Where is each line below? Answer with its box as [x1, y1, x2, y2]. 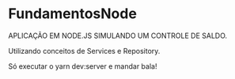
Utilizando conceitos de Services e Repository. [8, 46, 161, 55]
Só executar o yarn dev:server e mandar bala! [8, 61, 157, 71]
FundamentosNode [8, 5, 137, 23]
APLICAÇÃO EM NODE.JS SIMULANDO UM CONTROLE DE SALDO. [8, 31, 228, 40]
